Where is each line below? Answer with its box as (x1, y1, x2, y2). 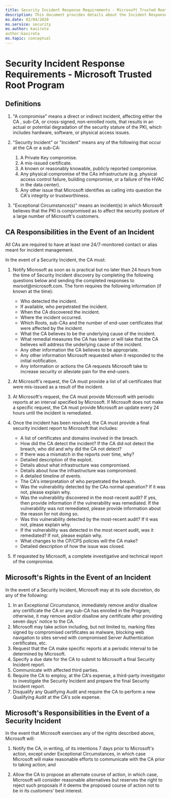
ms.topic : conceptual (5, 36, 51, 41)
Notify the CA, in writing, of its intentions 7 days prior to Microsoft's (12, 746, 154, 752)
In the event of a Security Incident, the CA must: (5, 257, 106, 263)
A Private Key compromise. (20, 154, 77, 160)
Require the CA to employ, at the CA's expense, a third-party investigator (12, 672, 165, 678)
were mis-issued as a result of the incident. (12, 383, 104, 390)
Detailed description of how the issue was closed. (20, 543, 125, 549)
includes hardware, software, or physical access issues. (12, 129, 131, 135)
